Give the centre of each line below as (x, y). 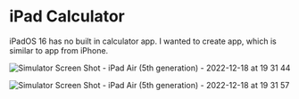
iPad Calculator (67, 16)
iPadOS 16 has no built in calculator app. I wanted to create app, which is (143, 41)
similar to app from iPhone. (59, 50)
